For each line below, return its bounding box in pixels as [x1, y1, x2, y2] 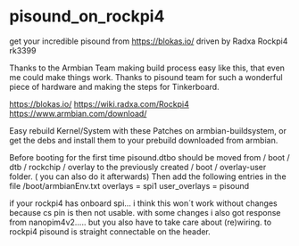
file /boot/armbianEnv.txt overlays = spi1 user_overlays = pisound [9, 180, 250, 191]
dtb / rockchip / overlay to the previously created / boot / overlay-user [9, 161, 267, 172]
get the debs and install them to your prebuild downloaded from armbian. [9, 135, 278, 145]
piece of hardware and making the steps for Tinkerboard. [9, 81, 220, 92]
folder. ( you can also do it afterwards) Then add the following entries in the [9, 171, 287, 182]
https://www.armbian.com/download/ [9, 108, 147, 119]
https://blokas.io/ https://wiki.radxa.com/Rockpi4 [9, 98, 189, 109]
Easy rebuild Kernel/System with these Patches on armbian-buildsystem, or [9, 125, 287, 135]
